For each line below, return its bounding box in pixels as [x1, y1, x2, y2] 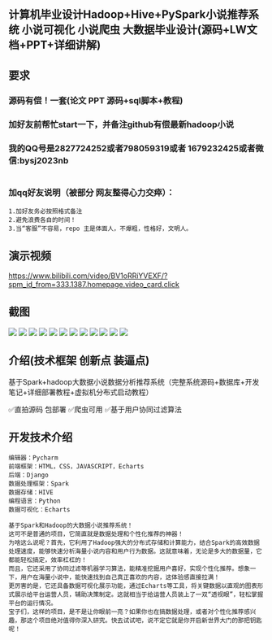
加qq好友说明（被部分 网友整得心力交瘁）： [8, 186, 175, 198]
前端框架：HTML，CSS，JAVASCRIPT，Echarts [8, 463, 145, 471]
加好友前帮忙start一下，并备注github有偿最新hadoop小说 [8, 119, 235, 130]
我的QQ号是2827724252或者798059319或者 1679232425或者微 [8, 142, 264, 154]
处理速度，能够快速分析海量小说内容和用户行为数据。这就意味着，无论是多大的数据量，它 [8, 547, 262, 555]
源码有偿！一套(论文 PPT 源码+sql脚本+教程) [8, 94, 183, 106]
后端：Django [8, 471, 49, 480]
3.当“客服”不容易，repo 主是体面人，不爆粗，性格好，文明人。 [8, 224, 192, 233]
